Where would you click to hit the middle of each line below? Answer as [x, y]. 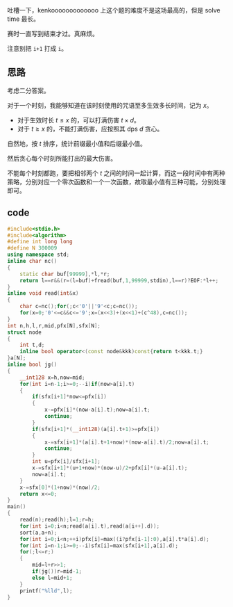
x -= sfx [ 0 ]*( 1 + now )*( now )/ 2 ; [60, 487]
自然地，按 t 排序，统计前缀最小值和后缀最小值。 [77, 143]
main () [17, 507]
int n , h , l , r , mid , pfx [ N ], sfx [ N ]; [54, 325]
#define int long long [40, 242]
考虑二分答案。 [28, 90]
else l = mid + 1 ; [52, 578]
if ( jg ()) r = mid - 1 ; [57, 572]
